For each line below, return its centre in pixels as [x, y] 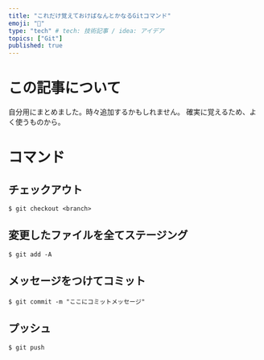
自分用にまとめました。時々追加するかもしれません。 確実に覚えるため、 [129, 112]
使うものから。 [40, 122]
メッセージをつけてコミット [77, 281]
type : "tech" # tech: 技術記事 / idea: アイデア [87, 31]
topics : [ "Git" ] [35, 38]
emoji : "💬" [27, 23]
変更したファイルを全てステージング [98, 236]
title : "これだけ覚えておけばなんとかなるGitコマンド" [90, 16]
